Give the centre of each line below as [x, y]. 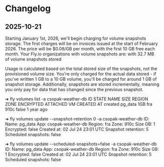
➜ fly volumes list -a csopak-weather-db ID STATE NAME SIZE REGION [77, 99]
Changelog [28, 9]
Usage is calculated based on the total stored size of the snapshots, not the [81, 69]
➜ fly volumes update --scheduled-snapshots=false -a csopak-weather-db [81, 144]
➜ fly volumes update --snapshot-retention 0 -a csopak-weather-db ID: [77, 119]
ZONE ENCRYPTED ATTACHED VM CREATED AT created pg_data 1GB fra [79, 104]
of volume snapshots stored [33, 59]
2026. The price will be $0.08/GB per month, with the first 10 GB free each [80, 49]
